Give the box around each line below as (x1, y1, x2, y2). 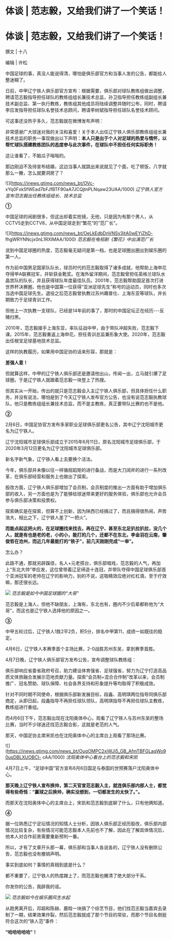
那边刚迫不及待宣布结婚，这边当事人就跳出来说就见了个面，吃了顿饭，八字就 (5, 163, 167, 170)
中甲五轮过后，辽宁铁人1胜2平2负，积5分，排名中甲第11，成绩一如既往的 (5, 628, 158, 635)
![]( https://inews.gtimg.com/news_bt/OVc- (5, 180, 95, 186)
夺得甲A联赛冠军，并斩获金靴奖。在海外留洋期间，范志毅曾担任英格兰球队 (5, 271, 161, 277)
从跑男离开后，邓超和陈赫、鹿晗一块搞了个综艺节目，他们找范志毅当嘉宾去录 (5, 905, 167, 912)
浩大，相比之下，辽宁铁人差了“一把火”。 (5, 514, 91, 521)
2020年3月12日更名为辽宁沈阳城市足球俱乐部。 (5, 445, 105, 451)
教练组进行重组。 (5, 704, 41, 711)
